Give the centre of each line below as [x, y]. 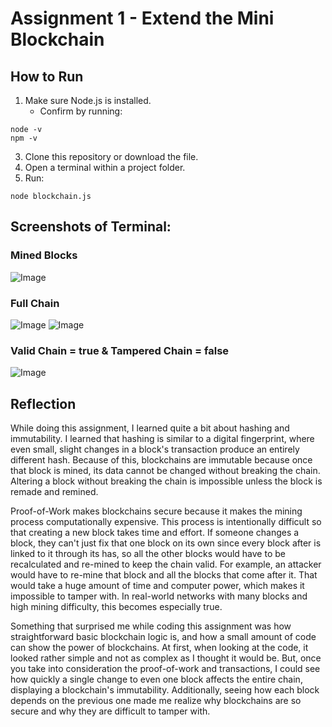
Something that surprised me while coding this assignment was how [151, 626]
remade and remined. [54, 492]
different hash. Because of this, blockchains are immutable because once [161, 460]
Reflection [43, 403]
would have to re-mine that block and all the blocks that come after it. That [164, 575]
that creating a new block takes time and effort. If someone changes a [155, 533]
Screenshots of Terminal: [91, 227]
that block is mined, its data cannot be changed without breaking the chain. [165, 471]
